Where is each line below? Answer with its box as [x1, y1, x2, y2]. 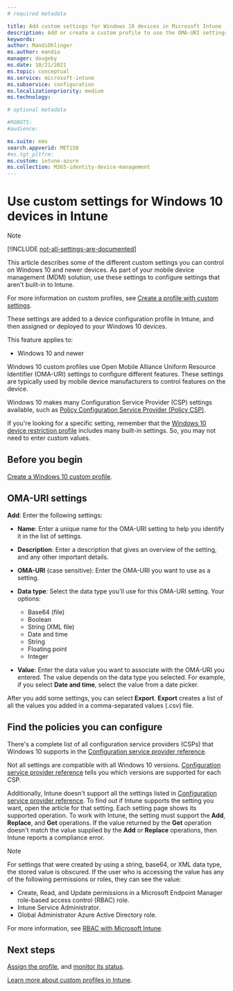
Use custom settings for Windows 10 [7, 194, 223, 209]
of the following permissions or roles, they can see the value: [7, 875, 182, 883]
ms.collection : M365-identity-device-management [7, 164, 150, 171]
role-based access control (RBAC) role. [17, 896, 130, 904]
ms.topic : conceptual [7, 67, 70, 75]
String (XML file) [27, 623, 75, 631]
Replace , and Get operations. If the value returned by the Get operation [7, 818, 212, 827]
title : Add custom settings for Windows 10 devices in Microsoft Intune [7, 22, 222, 30]
